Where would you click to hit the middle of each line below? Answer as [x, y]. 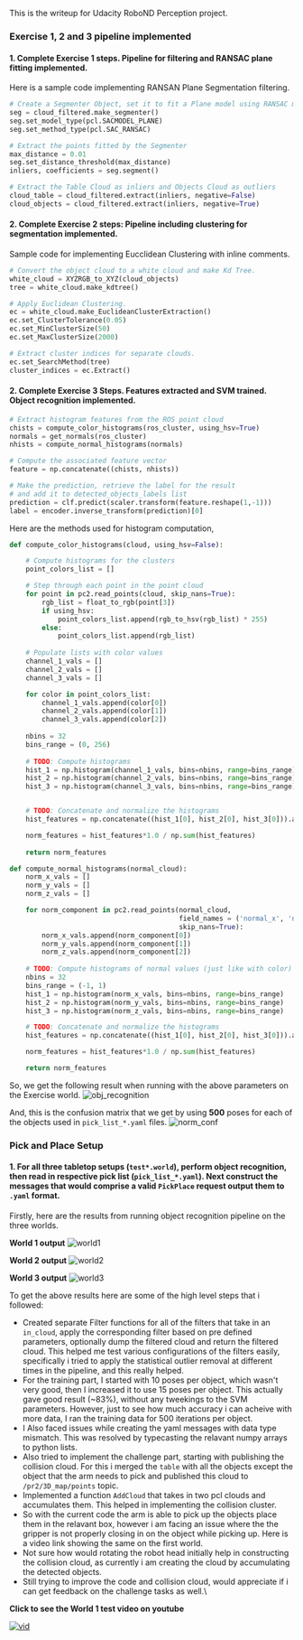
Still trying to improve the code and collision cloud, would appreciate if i [155, 1582]
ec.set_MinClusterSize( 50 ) [60, 329]
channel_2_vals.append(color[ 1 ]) [105, 711]
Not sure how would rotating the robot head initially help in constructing [156, 1553]
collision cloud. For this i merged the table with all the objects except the [157, 1467]
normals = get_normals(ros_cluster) [78, 436]
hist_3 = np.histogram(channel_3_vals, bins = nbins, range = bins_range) [161, 787]
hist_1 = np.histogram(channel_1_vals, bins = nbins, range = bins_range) [161, 770]
